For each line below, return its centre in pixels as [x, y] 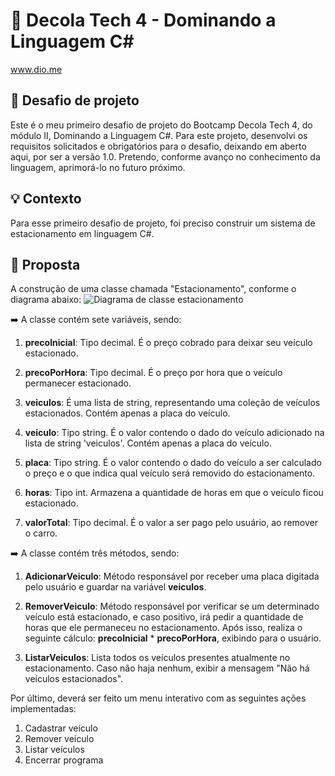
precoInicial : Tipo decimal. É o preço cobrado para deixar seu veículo [168, 343]
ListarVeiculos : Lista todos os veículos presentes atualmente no [157, 658]
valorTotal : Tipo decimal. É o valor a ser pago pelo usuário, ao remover [171, 523]
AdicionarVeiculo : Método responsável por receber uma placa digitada [172, 576]
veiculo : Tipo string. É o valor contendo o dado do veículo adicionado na [174, 433]
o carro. [41, 533]
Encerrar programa [64, 760]
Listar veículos [54, 750]
